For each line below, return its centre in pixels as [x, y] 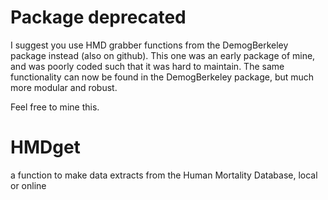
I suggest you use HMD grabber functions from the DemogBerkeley [149, 45]
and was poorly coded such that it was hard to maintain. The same [147, 66]
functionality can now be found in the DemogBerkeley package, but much [162, 77]
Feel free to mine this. [55, 107]
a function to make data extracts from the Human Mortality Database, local [164, 175]
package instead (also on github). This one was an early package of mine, [163, 55]
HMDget [45, 147]
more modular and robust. [64, 87]
